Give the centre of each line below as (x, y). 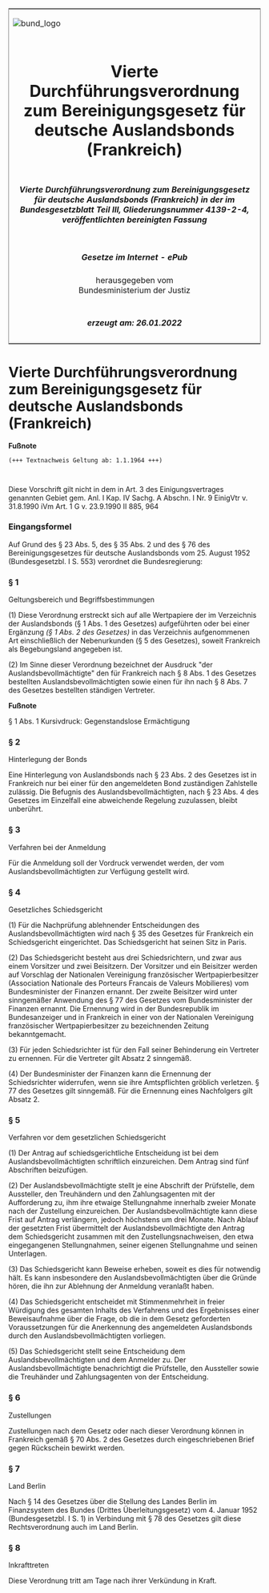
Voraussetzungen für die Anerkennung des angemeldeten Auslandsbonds (130, 1327)
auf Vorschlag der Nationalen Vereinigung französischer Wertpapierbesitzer (133, 974)
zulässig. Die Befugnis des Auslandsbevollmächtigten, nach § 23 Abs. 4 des (133, 792)
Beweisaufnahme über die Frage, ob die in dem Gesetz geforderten (119, 1319)
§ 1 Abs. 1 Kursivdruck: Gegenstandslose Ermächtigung (99, 721)
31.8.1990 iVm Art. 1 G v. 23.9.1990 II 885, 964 (84, 506)
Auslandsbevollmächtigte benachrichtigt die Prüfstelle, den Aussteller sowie (134, 1369)
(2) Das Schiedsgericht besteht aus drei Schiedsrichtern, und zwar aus (125, 958)
